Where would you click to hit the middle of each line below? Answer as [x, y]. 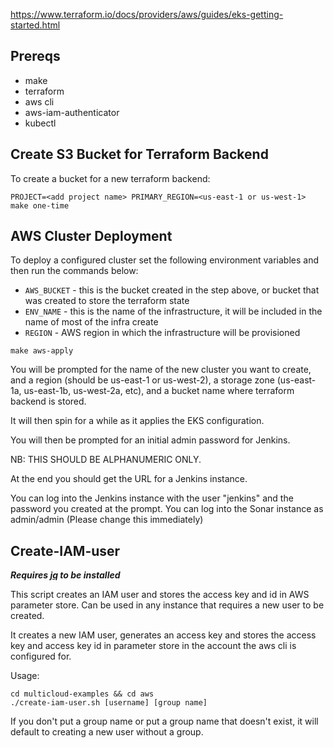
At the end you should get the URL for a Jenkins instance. [129, 479]
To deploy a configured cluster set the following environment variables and [165, 260]
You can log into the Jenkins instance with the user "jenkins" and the [152, 498]
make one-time [40, 205]
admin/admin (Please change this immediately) [107, 520]
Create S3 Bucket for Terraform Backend [139, 154]
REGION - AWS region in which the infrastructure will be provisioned [162, 333]
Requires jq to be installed [65, 575]
